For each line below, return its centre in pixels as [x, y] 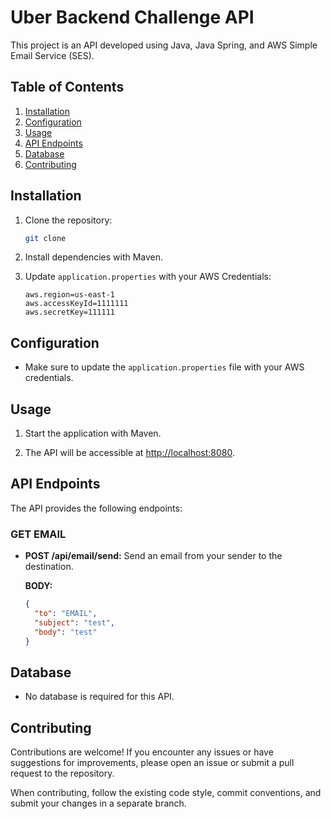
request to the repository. [62, 773]
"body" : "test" [66, 632]
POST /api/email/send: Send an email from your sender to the [153, 556]
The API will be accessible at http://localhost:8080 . [130, 453]
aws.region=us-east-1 [69, 295]
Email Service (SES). [52, 55]
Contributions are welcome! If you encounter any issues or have [142, 752]
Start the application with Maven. [93, 433]
